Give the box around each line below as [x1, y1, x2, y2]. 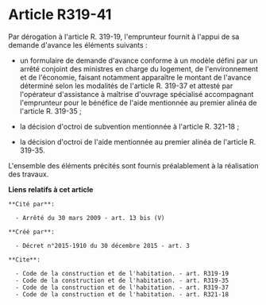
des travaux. [8, 169, 49, 179]
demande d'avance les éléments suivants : [8, 40, 148, 49]
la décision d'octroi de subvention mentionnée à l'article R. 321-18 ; [19, 122, 240, 131]
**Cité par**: [8, 200, 56, 208]
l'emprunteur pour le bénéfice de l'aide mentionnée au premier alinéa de [19, 98, 257, 107]
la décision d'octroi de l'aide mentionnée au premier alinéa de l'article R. [19, 137, 256, 146]
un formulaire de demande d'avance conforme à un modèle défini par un [19, 56, 258, 65]
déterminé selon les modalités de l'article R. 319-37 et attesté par [19, 81, 233, 91]
